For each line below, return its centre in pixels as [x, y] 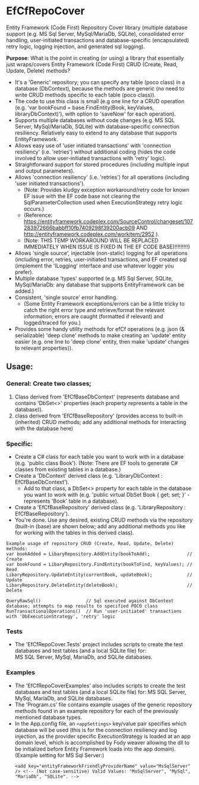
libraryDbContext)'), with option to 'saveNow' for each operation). [95, 114]
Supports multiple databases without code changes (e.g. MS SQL [95, 120]
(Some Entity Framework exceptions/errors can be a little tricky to [104, 303]
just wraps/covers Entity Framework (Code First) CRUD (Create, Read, [92, 64]
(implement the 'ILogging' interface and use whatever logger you [94, 266]
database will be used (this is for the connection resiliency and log [96, 730]
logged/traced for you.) [52, 322]
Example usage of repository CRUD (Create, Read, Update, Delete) [90, 543]
